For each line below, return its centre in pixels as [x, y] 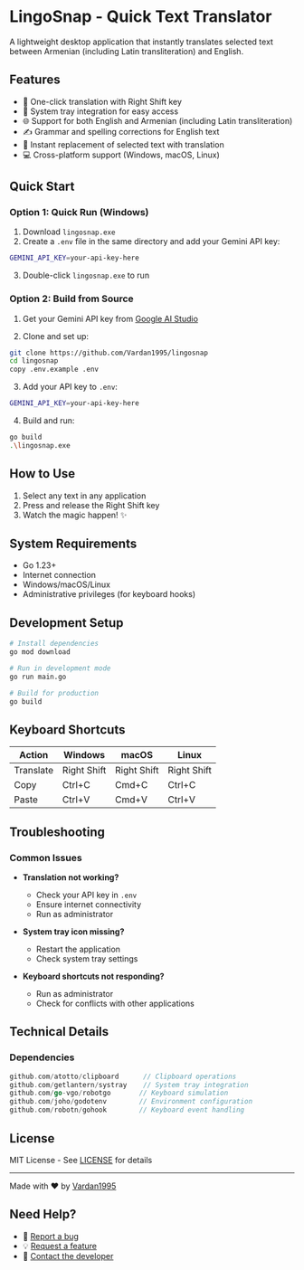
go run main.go [38, 677]
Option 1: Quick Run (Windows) [79, 213]
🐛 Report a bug [51, 1236]
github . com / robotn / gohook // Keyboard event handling [127, 1110]
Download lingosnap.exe [69, 232]
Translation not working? [71, 877]
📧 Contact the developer [68, 1256]
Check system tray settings [87, 959]
